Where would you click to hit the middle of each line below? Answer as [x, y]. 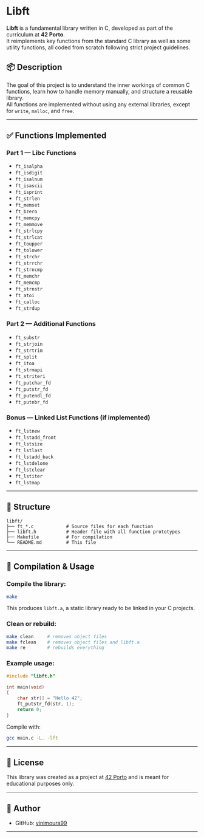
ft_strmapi [29, 370]
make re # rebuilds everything [55, 648]
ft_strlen [28, 199]
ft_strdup [28, 309]
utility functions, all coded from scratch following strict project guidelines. [98, 47]
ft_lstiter [29, 476]
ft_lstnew [28, 431]
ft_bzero [26, 212]
